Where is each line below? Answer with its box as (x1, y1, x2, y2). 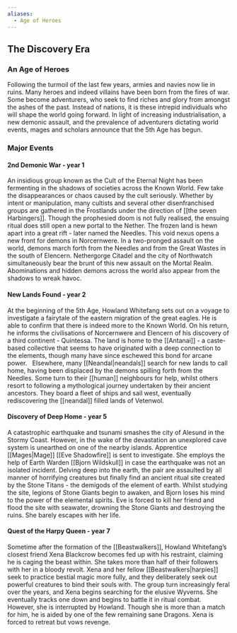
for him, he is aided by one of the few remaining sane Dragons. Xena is (7, 610, 214, 619)
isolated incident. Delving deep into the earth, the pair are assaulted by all (7, 465, 222, 474)
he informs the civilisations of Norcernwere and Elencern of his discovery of (7, 328, 230, 337)
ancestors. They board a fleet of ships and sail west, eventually (7, 388, 192, 397)
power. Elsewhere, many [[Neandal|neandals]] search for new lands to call (7, 359, 228, 367)
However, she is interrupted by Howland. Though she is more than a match (7, 603, 226, 611)
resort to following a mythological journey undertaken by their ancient (7, 381, 211, 390)
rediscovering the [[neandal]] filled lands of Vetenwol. (7, 396, 164, 405)
